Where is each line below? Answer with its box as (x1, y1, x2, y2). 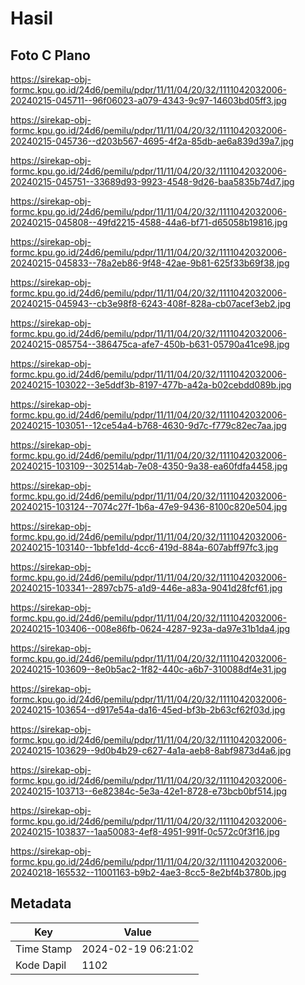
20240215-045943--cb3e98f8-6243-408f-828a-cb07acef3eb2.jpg (10, 298, 292, 309)
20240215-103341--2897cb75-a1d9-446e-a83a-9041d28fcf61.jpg (10, 582, 283, 594)
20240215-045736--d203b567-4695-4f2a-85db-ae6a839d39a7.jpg (10, 135, 294, 147)
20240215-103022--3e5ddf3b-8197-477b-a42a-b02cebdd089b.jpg (10, 379, 292, 391)
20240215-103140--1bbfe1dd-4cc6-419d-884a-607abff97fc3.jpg (10, 542, 279, 553)
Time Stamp (15, 942, 73, 956)
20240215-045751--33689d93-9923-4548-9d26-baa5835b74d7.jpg (10, 176, 295, 187)
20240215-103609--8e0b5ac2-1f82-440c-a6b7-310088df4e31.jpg (10, 663, 287, 675)
